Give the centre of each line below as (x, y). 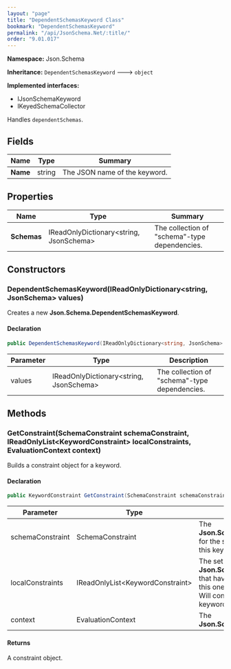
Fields (21, 141)
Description (189, 360)
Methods (27, 413)
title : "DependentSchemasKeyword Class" (66, 20)
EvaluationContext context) (54, 450)
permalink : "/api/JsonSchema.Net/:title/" (69, 33)
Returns (19, 643)
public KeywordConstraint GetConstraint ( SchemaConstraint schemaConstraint (118, 496)
